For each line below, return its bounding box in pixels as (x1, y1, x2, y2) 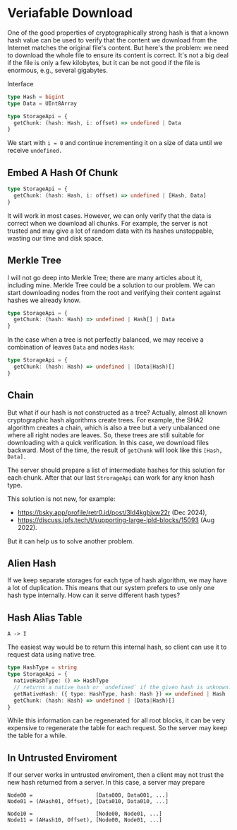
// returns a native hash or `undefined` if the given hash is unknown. (13, 684, 232, 691)
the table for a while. (7, 731, 67, 740)
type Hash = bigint (7, 93, 65, 100)
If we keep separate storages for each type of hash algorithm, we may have (7, 576, 227, 584)
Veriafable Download (7, 5, 133, 21)
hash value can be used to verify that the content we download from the (7, 35, 217, 44)
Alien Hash (7, 558, 56, 570)
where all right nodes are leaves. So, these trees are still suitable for (7, 430, 205, 439)
